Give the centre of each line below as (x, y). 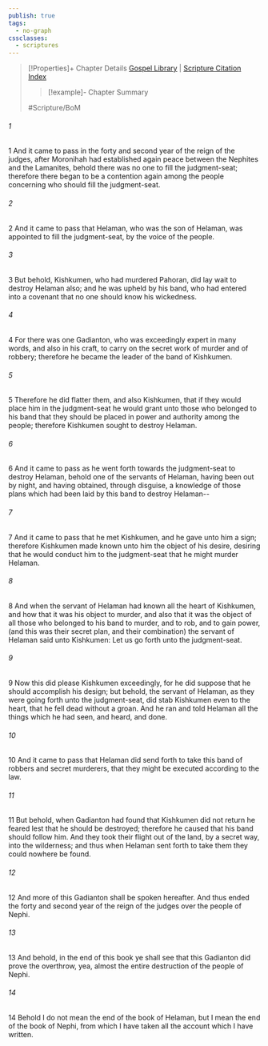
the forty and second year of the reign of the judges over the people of (125, 906)
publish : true (32, 16)
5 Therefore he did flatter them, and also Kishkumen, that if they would (125, 400)
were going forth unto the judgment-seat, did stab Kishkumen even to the (129, 699)
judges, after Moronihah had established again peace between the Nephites (133, 159)
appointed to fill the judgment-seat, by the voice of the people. (111, 236)
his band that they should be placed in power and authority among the (124, 417)
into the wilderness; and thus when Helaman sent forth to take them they (128, 846)
